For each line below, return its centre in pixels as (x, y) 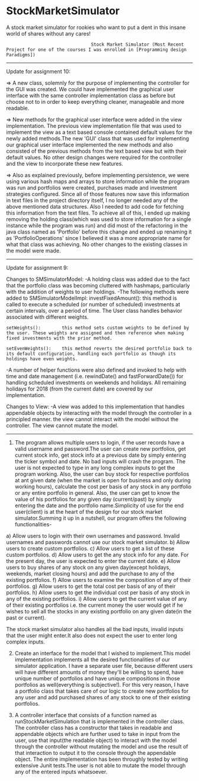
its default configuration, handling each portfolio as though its (91, 354)
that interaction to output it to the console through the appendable (95, 753)
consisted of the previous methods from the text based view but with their (97, 151)
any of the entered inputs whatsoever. (61, 772)
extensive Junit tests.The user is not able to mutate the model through (100, 765)
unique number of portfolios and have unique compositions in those (97, 678)
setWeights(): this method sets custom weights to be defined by (98, 328)
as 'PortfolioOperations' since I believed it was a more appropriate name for (98, 238)
